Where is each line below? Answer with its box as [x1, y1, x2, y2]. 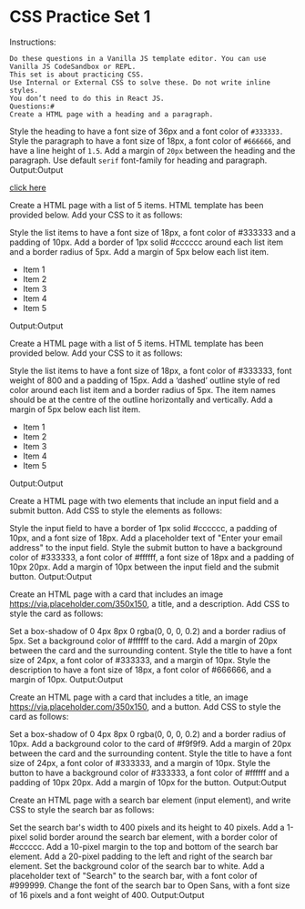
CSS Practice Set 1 [9, 6, 151, 27]
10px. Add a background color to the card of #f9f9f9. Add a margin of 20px [9, 738, 291, 749]
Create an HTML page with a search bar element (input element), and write [9, 794, 291, 805]
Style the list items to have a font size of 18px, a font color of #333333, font [9, 365, 292, 376]
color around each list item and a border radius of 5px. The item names [9, 384, 276, 395]
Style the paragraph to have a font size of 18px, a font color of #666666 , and [9, 135, 291, 146]
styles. [9, 86, 39, 95]
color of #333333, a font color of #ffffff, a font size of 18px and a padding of [9, 551, 295, 562]
